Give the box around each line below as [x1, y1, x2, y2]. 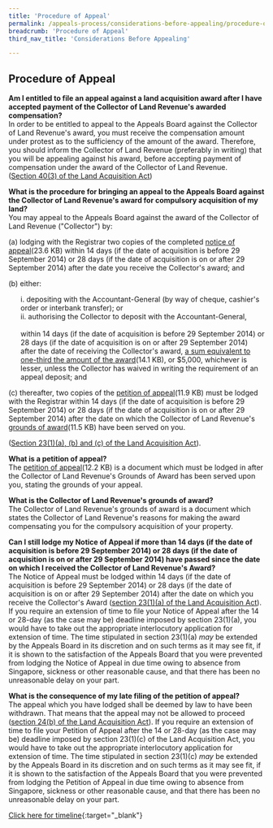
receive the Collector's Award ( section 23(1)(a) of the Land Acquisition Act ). [8, 598, 262, 608]
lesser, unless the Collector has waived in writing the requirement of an [19, 363, 258, 374]
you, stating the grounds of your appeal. [8, 480, 143, 490]
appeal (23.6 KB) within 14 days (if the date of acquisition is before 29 [8, 245, 240, 256]
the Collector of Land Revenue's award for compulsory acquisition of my [8, 196, 258, 206]
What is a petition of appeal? [8, 454, 107, 464]
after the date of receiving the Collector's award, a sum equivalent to [19, 346, 251, 356]
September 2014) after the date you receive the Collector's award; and [8, 263, 245, 273]
